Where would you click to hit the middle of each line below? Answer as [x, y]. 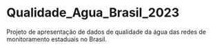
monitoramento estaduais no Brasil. [57, 39]
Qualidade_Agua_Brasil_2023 [93, 13]
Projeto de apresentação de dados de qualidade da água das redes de [106, 32]
